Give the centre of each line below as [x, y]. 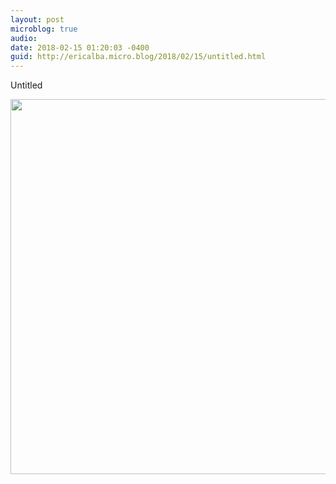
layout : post [37, 19]
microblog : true [44, 29]
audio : [24, 38]
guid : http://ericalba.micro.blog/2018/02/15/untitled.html [138, 57]
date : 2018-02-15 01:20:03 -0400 [80, 47]
